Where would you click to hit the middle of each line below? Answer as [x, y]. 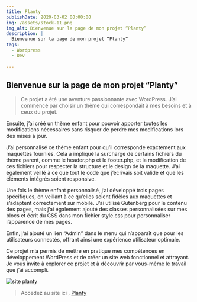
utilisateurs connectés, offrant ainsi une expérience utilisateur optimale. [93, 240]
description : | [25, 34]
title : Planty [24, 12]
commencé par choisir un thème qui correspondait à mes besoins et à [106, 106]
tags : [13, 45]
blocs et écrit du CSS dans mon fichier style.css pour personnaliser [88, 216]
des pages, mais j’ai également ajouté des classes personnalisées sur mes [97, 209]
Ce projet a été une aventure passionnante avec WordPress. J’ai [98, 99]
